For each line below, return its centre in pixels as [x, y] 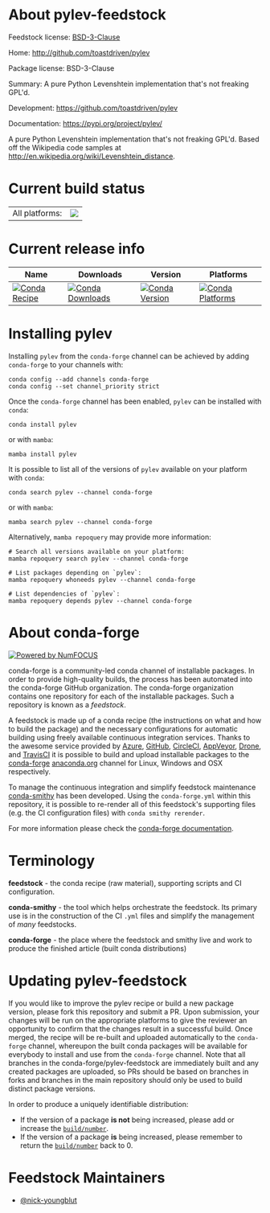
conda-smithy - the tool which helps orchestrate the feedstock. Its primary [133, 907]
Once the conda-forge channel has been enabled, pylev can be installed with [135, 401]
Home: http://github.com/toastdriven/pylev [79, 52]
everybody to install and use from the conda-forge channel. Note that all [127, 1054]
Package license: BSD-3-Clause [61, 68]
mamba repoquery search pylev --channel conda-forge [98, 559]
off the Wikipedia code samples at [65, 147]
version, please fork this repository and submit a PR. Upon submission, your [134, 1011]
